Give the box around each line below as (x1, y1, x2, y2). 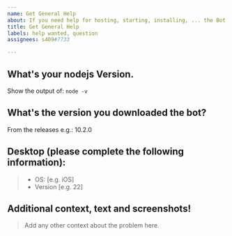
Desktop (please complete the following (7, 146, 185, 158)
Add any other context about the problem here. (24, 221, 160, 230)
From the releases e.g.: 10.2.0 (7, 125, 93, 133)
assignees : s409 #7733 (7, 36, 70, 43)
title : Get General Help (7, 23, 79, 30)
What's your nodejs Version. (7, 68, 134, 80)
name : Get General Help (7, 10, 77, 17)
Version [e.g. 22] (34, 182, 84, 191)
